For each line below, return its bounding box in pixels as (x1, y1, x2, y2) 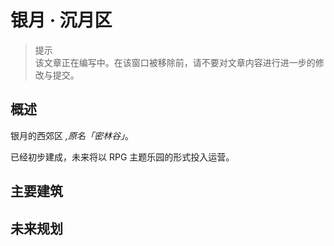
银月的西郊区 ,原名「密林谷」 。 (10, 129, 134, 141)
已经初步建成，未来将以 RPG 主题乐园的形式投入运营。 (10, 151, 235, 163)
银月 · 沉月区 (10, 9, 113, 32)
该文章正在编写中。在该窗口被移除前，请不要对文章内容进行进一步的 (34, 56, 316, 68)
